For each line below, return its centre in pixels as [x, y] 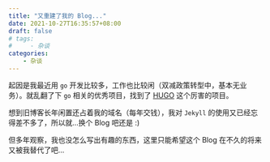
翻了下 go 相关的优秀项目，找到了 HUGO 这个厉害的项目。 [137, 95]
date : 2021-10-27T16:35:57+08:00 [65, 23]
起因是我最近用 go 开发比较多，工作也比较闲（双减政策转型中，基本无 [124, 85]
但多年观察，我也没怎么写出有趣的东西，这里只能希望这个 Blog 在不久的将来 [135, 139]
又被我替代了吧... [36, 150]
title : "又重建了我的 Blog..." [58, 16]
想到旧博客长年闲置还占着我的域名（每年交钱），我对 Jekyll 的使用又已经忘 [133, 112]
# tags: [21, 38]
